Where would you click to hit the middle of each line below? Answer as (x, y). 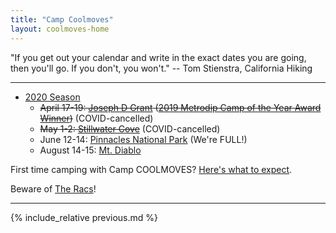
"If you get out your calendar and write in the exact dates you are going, (158, 57)
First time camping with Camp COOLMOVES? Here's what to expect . (151, 169)
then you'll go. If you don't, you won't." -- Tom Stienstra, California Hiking (161, 68)
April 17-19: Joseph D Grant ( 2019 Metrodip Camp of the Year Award (180, 107)
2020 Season (52, 97)
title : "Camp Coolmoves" (62, 19)
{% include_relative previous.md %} (84, 217)
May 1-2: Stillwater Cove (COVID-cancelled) (130, 128)
